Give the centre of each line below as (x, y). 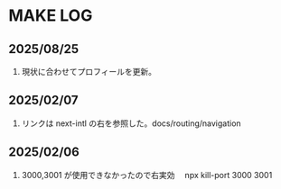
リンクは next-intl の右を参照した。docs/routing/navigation (131, 123)
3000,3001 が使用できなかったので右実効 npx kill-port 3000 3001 (147, 175)
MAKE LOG (51, 16)
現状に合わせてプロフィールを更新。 (89, 72)
